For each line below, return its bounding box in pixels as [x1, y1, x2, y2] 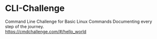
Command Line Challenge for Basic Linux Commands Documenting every [5, 19, 152, 24]
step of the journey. [5, 23, 44, 29]
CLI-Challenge [5, 3, 65, 14]
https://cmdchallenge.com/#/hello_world [5, 29, 87, 34]
